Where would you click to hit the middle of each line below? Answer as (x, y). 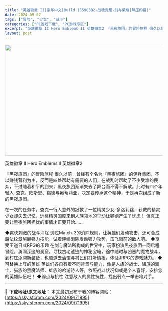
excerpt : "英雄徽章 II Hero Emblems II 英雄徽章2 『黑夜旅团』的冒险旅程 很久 (81, 29)
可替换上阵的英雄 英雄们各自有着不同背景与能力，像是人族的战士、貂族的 (80, 264)
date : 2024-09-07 (23, 15)
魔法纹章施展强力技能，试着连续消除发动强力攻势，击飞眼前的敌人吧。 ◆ (80, 239)
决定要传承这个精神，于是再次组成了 (119, 193)
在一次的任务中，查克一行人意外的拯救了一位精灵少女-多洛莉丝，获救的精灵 (83, 209)
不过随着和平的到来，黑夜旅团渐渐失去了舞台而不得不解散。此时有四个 (86, 186)
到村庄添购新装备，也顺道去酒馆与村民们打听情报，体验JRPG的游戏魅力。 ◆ (84, 258)
